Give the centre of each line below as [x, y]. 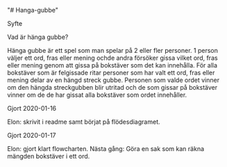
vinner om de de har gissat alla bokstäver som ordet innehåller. [97, 95]
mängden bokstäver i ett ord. [49, 156]
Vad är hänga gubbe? [38, 37]
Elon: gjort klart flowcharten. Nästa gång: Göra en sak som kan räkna [106, 149]
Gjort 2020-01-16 [32, 108]
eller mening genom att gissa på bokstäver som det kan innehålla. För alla [112, 65]
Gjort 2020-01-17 [32, 135]
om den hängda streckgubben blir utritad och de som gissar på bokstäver [112, 87]
